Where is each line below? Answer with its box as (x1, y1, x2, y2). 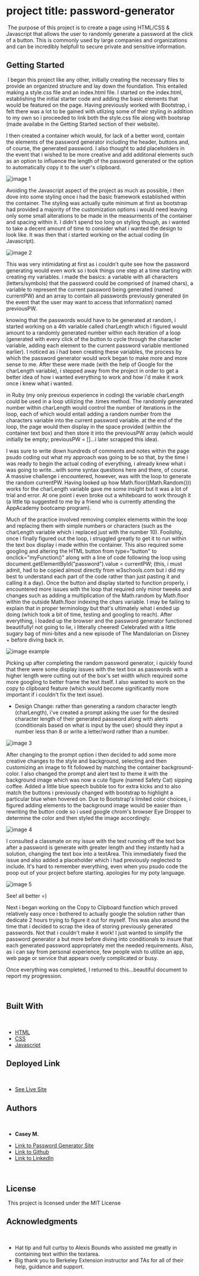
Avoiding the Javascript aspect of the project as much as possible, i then (6, 187, 184, 194)
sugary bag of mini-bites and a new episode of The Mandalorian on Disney (6, 630, 189, 637)
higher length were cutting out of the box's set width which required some (6, 672, 188, 679)
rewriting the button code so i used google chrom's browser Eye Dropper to (6, 808, 191, 815)
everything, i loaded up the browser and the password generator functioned (6, 617, 192, 624)
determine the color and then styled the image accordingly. (6, 814, 151, 821)
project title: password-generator (6, 4, 175, 18)
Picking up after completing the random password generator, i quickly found (6, 659, 193, 666)
